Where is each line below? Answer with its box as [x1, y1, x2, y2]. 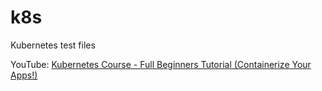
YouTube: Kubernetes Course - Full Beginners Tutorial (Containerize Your [10, 58, 312, 70]
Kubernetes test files [10, 39, 96, 51]
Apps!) [10, 69, 38, 81]
